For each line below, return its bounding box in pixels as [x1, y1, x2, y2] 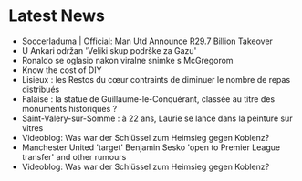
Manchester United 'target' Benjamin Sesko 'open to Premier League [21, 142, 280, 153]
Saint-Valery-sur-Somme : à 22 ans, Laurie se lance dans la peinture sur [21, 113, 293, 124]
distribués [21, 84, 60, 95]
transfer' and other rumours [21, 151, 127, 162]
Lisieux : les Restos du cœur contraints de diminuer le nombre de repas [21, 74, 291, 85]
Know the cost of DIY [21, 65, 102, 75]
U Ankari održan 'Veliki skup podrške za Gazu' [21, 45, 197, 55]
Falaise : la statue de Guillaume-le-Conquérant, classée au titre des [21, 93, 276, 105]
